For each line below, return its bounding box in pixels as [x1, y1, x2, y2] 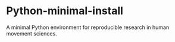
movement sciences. [6, 30, 58, 37]
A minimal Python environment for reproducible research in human [6, 24, 170, 31]
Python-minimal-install [6, 4, 124, 18]
